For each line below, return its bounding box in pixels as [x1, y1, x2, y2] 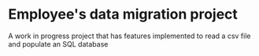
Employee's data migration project [8, 5, 239, 23]
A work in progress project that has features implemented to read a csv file [8, 31, 251, 40]
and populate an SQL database [8, 39, 109, 48]
